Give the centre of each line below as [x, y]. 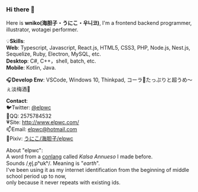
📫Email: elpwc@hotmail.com [42, 129]
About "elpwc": [25, 151]
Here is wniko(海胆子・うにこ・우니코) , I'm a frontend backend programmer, [99, 23]
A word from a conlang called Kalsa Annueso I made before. [79, 157]
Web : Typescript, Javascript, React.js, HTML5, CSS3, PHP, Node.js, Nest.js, [98, 48]
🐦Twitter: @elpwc [29, 108]
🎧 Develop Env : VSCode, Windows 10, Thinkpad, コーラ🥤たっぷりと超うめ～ [100, 80]
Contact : [17, 101]
